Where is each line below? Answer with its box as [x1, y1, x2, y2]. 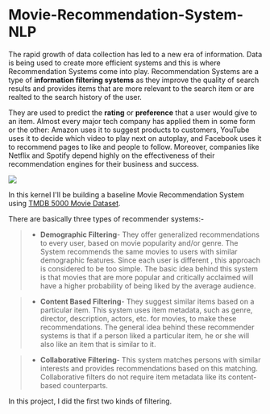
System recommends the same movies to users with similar [39, 246, 238, 256]
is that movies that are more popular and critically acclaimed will [39, 272, 254, 282]
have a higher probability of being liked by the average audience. [39, 280, 256, 291]
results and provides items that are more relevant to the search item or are [8, 83, 255, 93]
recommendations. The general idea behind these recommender [39, 322, 255, 332]
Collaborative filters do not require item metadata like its [39, 372, 227, 382]
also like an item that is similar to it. [39, 339, 156, 349]
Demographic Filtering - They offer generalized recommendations [39, 230, 260, 239]
